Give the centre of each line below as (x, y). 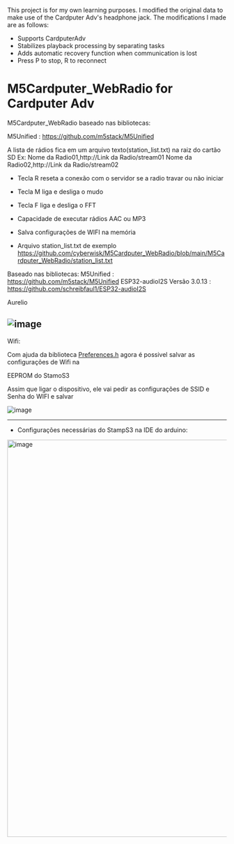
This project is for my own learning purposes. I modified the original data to (115, 10)
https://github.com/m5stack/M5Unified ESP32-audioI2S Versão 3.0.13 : (109, 281)
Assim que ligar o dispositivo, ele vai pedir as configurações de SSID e (109, 389)
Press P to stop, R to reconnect (62, 61)
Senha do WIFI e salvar (40, 396)
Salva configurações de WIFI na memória (76, 232)
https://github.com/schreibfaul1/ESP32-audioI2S (77, 289)
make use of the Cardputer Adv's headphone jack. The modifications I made (117, 17)
